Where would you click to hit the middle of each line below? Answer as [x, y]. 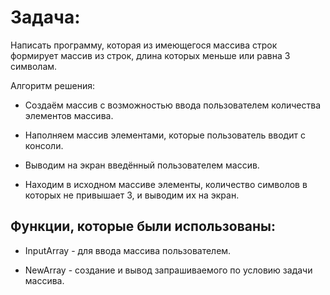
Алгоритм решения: [53, 85]
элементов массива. [69, 115]
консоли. [44, 145]
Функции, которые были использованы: [143, 226]
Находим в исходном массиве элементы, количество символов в [166, 184]
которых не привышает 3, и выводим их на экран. [132, 195]
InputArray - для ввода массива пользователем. [128, 250]
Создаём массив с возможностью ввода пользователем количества [173, 105]
